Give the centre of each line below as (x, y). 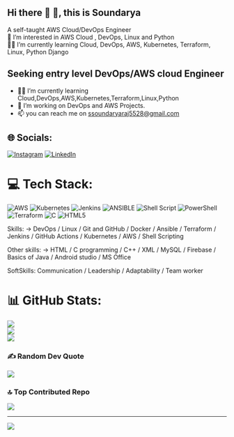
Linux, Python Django (38, 52)
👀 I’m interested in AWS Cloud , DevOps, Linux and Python (91, 37)
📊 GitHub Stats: (55, 300)
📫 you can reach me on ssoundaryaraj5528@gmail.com (98, 113)
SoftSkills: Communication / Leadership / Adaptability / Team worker (105, 271)
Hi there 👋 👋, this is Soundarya (74, 13)
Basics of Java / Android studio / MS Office (69, 257)
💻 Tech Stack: (50, 184)
